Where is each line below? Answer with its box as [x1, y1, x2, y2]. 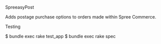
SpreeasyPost [5, 4, 34, 10]
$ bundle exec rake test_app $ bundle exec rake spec [5, 33, 116, 39]
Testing [5, 23, 21, 29]
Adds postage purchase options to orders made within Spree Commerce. [5, 14, 156, 19]
